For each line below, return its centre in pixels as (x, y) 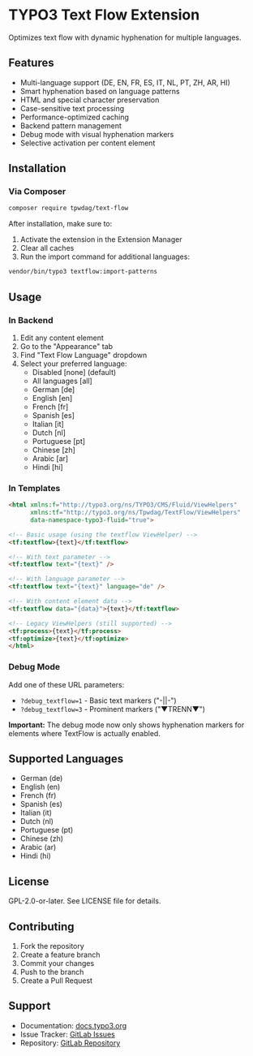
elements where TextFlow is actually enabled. (84, 733)
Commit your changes (57, 963)
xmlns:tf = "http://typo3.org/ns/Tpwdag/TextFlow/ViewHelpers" (135, 513)
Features (31, 63)
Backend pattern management (71, 125)
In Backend (31, 320)
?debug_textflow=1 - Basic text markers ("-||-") (98, 700)
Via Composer (37, 192)
